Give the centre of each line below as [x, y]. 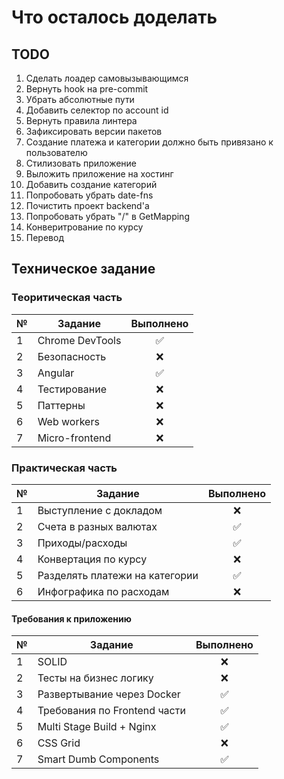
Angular [56, 373]
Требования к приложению [71, 618]
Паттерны [61, 405]
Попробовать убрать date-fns [89, 195]
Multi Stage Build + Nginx [97, 727]
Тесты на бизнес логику [95, 678]
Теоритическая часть [67, 298]
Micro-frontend [74, 438]
